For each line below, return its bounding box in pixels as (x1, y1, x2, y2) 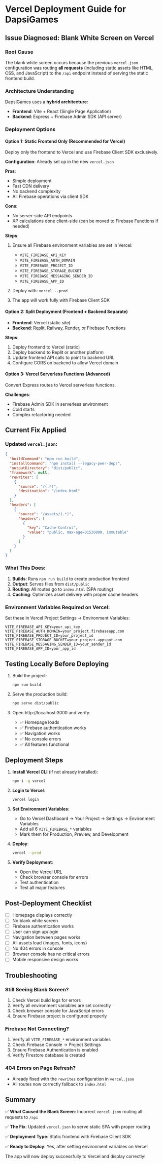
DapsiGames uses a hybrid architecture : (5, 99, 89, 105)
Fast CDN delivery (12, 183, 49, 189)
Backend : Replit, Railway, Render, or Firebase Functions (12, 325, 126, 331)
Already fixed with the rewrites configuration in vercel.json (12, 1076, 134, 1082)
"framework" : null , (9, 470, 50, 475)
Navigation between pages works (12, 934, 81, 940)
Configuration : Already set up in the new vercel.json (5, 159, 114, 165)
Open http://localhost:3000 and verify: (12, 709, 91, 715)
